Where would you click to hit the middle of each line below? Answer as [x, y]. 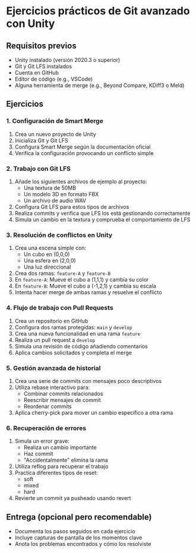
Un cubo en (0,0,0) [47, 254]
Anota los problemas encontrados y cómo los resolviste [83, 543]
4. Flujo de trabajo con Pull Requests [60, 308]
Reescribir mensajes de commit [62, 400]
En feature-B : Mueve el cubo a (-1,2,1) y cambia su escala [85, 286]
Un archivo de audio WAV [55, 200]
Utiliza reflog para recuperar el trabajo [61, 467]
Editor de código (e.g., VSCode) [54, 79]
